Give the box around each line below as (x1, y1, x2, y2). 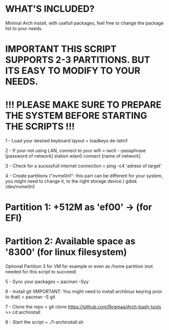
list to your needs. (5, 25, 43, 31)
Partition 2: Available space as (5, 236, 136, 247)
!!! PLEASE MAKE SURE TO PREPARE (5, 99, 161, 111)
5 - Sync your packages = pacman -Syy (5, 278, 89, 285)
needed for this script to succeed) (5, 269, 77, 275)
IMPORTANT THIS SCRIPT (5, 43, 117, 55)
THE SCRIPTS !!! (5, 121, 75, 133)
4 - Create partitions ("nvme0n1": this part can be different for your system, (5, 173, 163, 179)
